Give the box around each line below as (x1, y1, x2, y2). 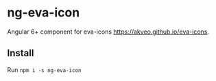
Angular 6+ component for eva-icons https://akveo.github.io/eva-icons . (7, 27, 210, 36)
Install (7, 47, 34, 59)
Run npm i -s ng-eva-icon (7, 65, 82, 73)
